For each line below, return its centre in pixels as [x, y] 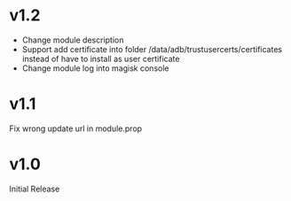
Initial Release [35, 189]
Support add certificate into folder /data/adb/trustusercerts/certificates [152, 49]
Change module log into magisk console [95, 68]
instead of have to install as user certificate [101, 58]
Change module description [73, 40]
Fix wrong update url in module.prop [76, 128]
